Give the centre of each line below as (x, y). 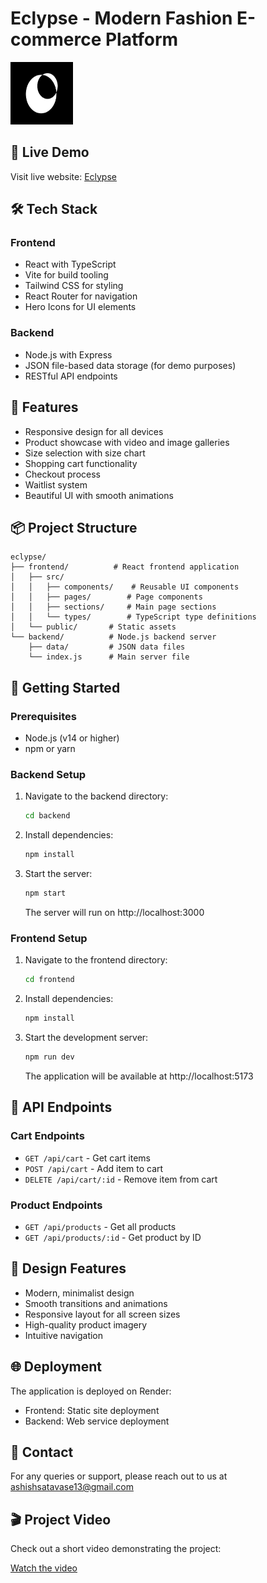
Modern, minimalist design (79, 1293)
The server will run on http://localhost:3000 (114, 912)
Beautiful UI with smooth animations (99, 495)
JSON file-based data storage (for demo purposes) (130, 365)
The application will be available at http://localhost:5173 (139, 1076)
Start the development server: (86, 1038)
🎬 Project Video (61, 1519)
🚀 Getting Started (65, 687)
